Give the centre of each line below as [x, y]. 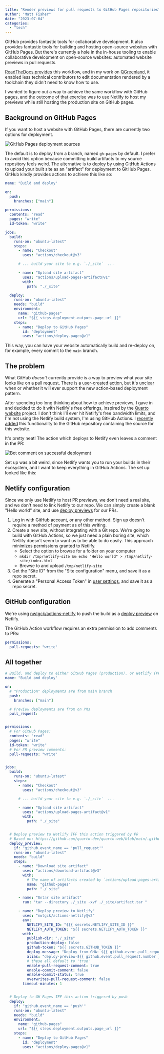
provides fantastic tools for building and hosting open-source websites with [81, 47]
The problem [25, 366]
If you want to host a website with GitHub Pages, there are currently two [78, 129]
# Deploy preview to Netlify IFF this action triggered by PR [74, 834]
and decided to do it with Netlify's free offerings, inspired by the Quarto [77, 408]
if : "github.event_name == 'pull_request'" [59, 848]
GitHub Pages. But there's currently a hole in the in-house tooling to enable [81, 52]
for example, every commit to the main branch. [52, 351]
